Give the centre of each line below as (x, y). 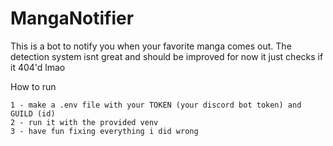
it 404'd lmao (38, 67)
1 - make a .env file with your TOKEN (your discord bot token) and (156, 105)
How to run (33, 86)
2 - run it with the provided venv (84, 122)
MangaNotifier (72, 18)
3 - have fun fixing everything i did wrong (104, 131)
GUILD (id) (33, 113)
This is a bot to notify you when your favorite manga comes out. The (151, 46)
